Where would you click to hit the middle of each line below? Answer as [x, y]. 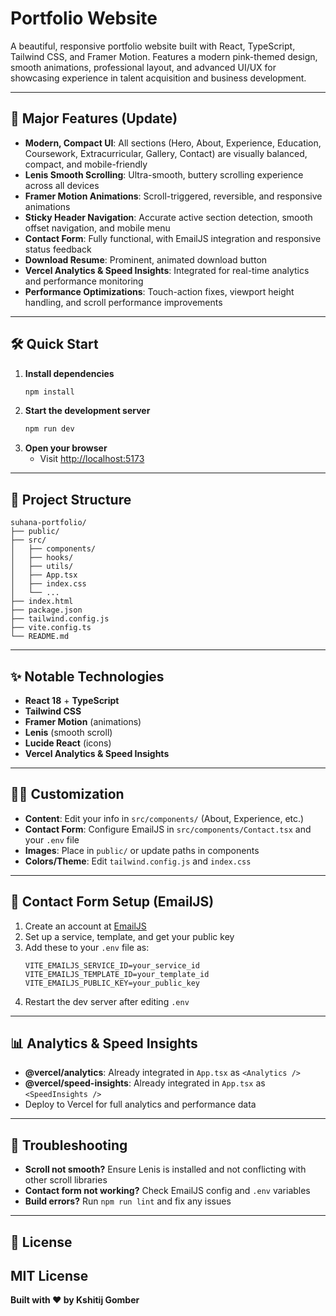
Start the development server [87, 411]
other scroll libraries [66, 1180]
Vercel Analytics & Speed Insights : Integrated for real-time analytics [167, 270]
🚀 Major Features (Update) [94, 118]
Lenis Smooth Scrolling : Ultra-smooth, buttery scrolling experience [164, 174]
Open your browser [66, 448]
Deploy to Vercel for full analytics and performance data [140, 1104]
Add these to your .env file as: [87, 947]
